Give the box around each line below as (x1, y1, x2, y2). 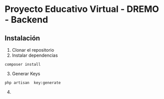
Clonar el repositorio (11, 47, 54, 53)
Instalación (4, 34, 40, 42)
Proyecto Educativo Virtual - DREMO (4, 3, 159, 15)
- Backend (4, 14, 48, 25)
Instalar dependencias (11, 52, 58, 58)
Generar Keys (11, 71, 40, 77)
